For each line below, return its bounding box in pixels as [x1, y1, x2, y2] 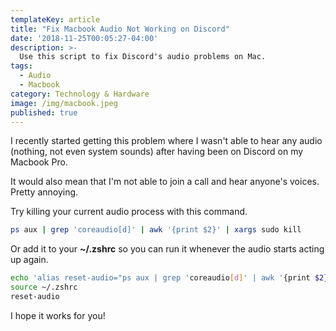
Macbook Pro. [10, 156, 68, 168]
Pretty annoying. [10, 186, 79, 198]
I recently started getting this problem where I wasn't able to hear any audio [10, 135, 323, 147]
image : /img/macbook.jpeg [10, 98, 118, 108]
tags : [10, 61, 33, 71]
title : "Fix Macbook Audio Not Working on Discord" [10, 24, 230, 34]
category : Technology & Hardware [10, 89, 150, 99]
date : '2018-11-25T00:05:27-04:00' [10, 33, 159, 43]
